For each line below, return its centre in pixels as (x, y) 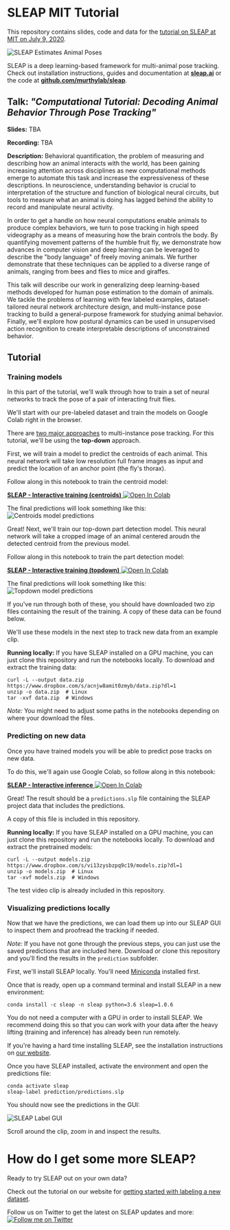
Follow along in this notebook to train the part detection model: (96, 557)
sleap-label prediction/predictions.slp (66, 1092)
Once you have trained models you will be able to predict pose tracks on (110, 751)
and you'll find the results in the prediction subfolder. (83, 958)
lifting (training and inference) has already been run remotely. (94, 1032)
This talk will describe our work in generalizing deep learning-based (104, 285)
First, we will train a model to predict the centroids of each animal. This (107, 454)
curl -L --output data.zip (46, 680)
